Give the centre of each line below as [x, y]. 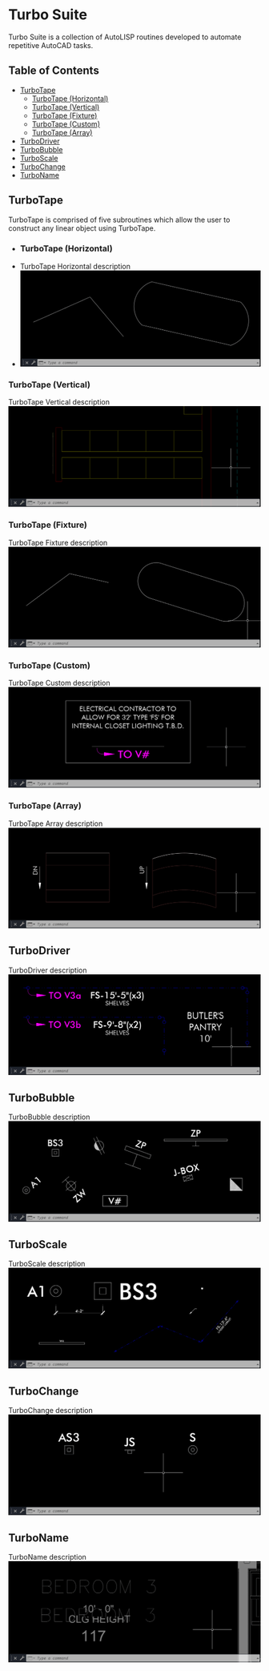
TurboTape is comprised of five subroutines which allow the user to [119, 219]
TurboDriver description [48, 970]
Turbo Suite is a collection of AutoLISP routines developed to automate [125, 37]
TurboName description [47, 1557]
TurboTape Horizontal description [75, 266]
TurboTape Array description [56, 823]
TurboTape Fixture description [58, 542]
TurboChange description [51, 1411]
